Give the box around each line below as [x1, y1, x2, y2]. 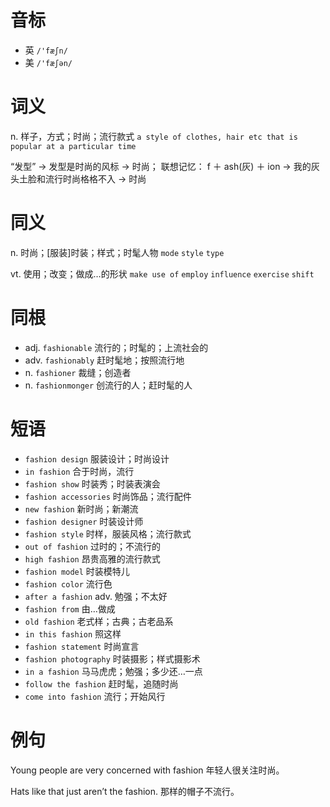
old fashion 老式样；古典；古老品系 [24, 615, 174, 627]
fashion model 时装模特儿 [24, 565, 130, 577]
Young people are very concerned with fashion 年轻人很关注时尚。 [10, 764, 285, 776]
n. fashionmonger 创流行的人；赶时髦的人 [24, 379, 193, 391]
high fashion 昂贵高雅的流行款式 [24, 552, 161, 565]
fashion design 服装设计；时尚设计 [24, 452, 170, 465]
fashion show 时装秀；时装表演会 [24, 477, 161, 490]
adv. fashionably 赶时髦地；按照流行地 [24, 354, 185, 366]
